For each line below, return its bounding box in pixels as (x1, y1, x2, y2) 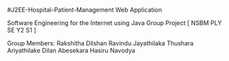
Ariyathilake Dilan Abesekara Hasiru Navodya (7, 47, 135, 54)
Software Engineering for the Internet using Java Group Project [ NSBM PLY (7, 19, 222, 26)
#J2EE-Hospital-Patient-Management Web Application (7, 6, 162, 14)
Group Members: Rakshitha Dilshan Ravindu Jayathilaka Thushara (7, 39, 194, 47)
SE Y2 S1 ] (7, 26, 36, 34)
